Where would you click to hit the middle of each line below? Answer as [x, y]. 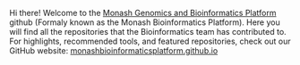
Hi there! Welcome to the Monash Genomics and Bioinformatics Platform [143, 13]
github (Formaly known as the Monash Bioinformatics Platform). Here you [145, 22]
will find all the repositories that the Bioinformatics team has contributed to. [148, 32]
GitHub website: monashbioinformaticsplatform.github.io [114, 51]
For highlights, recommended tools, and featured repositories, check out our [150, 41]
